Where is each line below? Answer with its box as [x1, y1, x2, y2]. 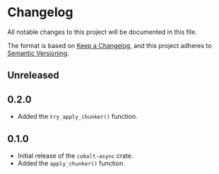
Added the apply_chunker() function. [17, 158, 125, 167]
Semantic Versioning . [7, 49, 69, 57]
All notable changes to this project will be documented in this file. [7, 28, 198, 36]
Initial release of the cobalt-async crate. [17, 151, 134, 160]
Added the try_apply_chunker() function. [17, 112, 138, 121]
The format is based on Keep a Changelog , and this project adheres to [7, 41, 212, 50]
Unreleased [7, 69, 60, 81]
